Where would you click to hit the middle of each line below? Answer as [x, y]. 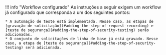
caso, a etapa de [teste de [35, 43]
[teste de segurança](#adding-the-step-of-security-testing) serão [77, 30]
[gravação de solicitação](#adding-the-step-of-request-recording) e [79, 26]
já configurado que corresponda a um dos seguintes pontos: [68, 12]
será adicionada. [43, 48]
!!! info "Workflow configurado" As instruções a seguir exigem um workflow [83, 7]
